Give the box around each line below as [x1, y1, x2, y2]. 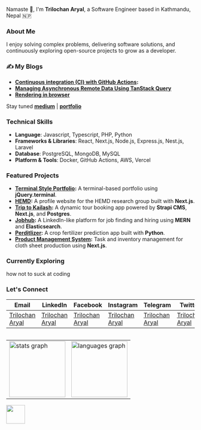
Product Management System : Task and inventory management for [14, 236, 184, 243]
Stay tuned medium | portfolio [6, 102, 82, 110]
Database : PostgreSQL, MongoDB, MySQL [14, 150, 121, 157]
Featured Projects [6, 171, 59, 179]
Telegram [143, 300, 172, 309]
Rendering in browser [14, 91, 70, 98]
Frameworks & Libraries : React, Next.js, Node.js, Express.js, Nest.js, [14, 137, 184, 145]
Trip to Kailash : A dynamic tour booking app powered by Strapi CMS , [14, 204, 187, 211]
